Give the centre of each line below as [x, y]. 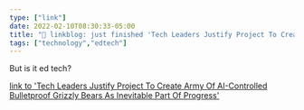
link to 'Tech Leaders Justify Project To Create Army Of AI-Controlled [138, 86]
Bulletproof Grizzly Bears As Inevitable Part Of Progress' [114, 96]
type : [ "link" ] [38, 18]
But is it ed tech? [41, 69]
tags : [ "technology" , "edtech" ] [68, 43]
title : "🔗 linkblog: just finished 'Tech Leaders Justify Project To [143, 34]
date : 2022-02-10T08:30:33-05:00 [72, 26]
